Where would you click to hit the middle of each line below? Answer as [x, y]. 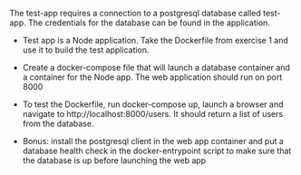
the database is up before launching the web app [114, 160]
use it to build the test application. [86, 50]
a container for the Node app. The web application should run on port [152, 77]
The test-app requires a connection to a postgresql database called [135, 13]
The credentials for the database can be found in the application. [149, 23]
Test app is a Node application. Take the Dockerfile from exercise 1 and [155, 40]
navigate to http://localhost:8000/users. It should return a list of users [153, 114]
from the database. [58, 123]
